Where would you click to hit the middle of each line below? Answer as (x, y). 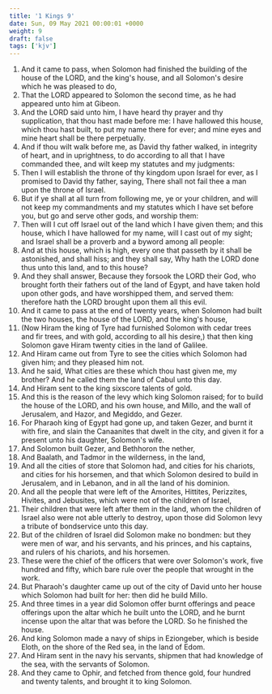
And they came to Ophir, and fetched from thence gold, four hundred (136, 673)
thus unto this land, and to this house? (84, 268)
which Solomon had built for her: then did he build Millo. (114, 595)
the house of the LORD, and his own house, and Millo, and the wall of (136, 406)
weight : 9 (26, 31)
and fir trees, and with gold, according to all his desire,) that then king (137, 337)
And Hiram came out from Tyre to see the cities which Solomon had (134, 354)
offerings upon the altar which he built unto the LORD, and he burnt (133, 613)
